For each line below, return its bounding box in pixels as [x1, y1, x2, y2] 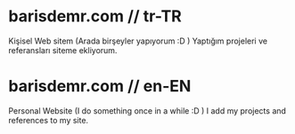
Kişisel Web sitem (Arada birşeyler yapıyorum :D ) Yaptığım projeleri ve [8, 35, 268, 46]
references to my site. [8, 114, 89, 125]
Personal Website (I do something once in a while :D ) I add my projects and [8, 105, 287, 116]
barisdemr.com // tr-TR [8, 6, 182, 27]
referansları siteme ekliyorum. [8, 44, 118, 55]
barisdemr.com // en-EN [8, 76, 192, 97]
